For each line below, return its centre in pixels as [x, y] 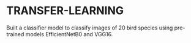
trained [15, 34]
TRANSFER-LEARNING [65, 11]
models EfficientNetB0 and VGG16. [69, 34]
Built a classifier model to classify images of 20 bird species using [90, 28]
